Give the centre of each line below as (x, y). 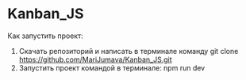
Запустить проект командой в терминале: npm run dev (112, 67)
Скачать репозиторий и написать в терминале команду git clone (129, 51)
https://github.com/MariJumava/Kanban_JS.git (95, 59)
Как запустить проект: (46, 36)
